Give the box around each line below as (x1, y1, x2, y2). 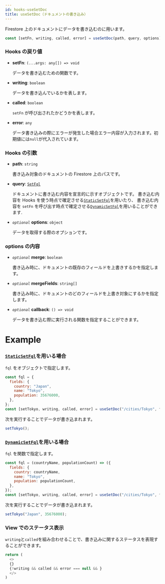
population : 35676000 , (14, 393, 60, 398)
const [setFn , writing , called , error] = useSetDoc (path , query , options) (5, 35, 162, 41)
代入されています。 (42, 136, 81, 142)
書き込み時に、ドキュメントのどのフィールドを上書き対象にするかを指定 (12, 291, 159, 296)
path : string (12, 161, 38, 167)
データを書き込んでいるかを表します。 (12, 89, 89, 96)
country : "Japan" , (14, 384, 52, 389)
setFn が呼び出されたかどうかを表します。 (12, 110, 98, 116)
